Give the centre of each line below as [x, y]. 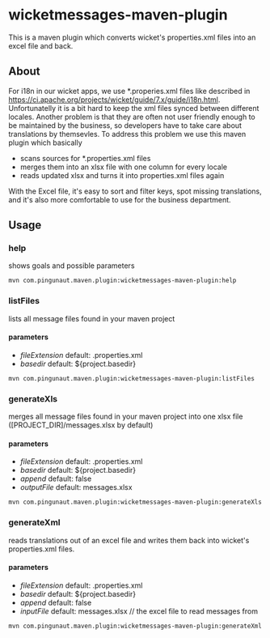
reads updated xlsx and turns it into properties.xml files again [122, 175]
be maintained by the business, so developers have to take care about [125, 125]
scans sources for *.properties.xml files [85, 158]
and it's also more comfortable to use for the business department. [120, 199]
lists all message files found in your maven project [92, 318]
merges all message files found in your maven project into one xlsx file [126, 417]
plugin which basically [45, 142]
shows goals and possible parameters [72, 266]
